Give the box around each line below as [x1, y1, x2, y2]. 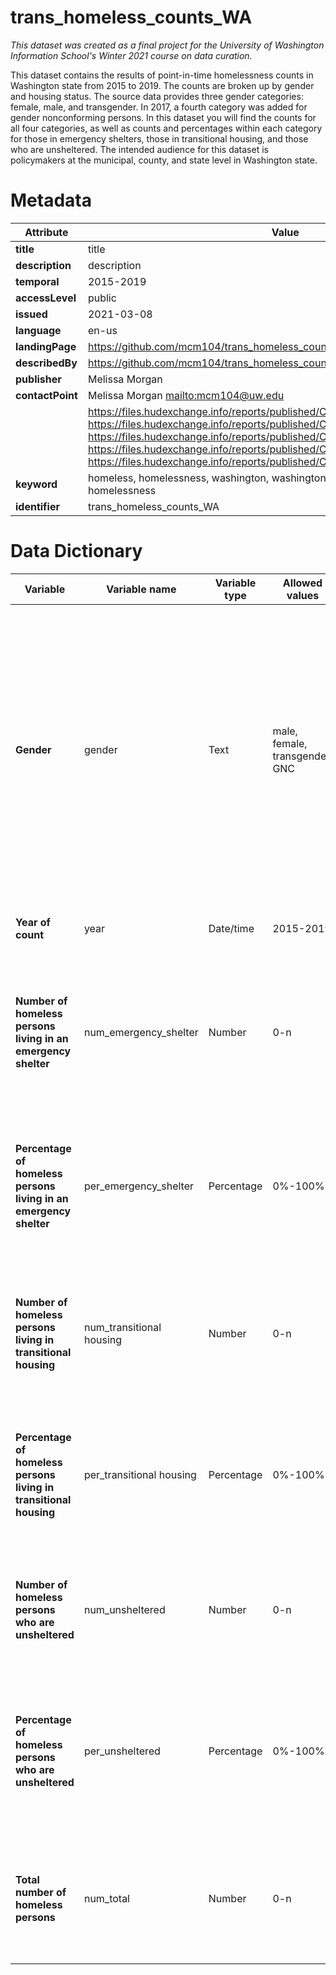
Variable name [106, 582, 177, 596]
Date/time [208, 921, 255, 935]
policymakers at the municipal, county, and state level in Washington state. [10, 154, 318, 166]
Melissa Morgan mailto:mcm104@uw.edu [87, 388, 285, 402]
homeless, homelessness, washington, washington [87, 471, 327, 485]
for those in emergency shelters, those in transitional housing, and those [10, 132, 309, 145]
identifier [15, 499, 60, 513]
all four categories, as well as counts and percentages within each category [10, 122, 323, 134]
